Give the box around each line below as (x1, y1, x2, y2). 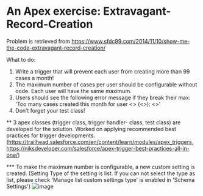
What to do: (6, 56, 36, 63)
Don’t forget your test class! (15, 107, 85, 114)
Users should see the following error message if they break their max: (15, 94, 191, 101)
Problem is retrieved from (6, 37, 71, 45)
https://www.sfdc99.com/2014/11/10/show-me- (71, 37, 190, 45)
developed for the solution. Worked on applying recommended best (6, 125, 177, 132)
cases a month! (15, 74, 54, 81)
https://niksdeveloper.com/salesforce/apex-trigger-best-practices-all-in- (6, 145, 190, 152)
